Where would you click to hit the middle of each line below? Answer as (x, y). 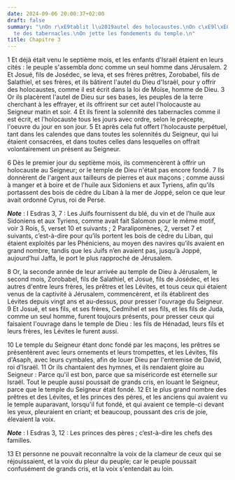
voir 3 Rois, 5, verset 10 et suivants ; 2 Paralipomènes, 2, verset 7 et (105, 228)
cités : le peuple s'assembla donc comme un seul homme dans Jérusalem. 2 (117, 67)
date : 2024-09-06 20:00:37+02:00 (56, 14)
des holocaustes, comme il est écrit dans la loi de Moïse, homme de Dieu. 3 (116, 90)
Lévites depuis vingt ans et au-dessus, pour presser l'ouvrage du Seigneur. (115, 301)
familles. (19, 440)
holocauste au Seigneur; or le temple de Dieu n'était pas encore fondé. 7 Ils (116, 170)
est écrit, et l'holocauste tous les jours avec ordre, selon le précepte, (106, 119)
